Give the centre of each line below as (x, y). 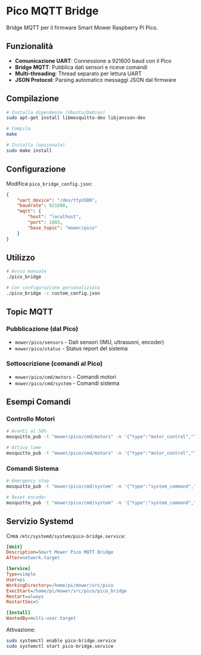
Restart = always (25, 596)
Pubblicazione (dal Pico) (42, 329)
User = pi (16, 580)
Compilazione (33, 99)
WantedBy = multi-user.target (41, 619)
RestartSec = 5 (22, 602)
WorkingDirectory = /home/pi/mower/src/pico (60, 585)
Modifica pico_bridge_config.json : (49, 183)
